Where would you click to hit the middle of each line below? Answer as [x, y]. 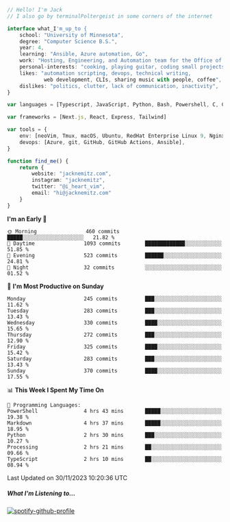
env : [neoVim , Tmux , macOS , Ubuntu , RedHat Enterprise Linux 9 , [113, 136]
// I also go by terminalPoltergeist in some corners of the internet [110, 16]
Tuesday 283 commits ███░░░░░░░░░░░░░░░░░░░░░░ [115, 311]
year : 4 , [32, 48]
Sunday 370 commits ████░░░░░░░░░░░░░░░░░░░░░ [115, 370]
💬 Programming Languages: [44, 405]
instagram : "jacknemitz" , [69, 180]
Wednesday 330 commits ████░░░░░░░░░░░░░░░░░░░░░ [115, 322]
